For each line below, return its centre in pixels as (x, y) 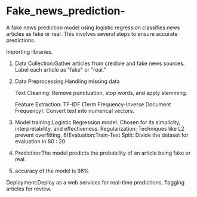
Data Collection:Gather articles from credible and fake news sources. (100, 63)
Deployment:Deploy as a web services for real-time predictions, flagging (96, 182)
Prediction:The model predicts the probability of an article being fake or (103, 153)
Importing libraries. (30, 51)
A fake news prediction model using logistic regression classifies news (93, 27)
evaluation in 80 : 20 (40, 141)
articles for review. (29, 189)
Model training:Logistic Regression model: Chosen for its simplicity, (98, 122)
